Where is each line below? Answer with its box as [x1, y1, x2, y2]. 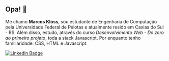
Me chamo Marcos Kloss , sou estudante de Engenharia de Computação [5, 18, 157, 24]
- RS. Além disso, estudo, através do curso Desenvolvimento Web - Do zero [5, 29, 164, 36]
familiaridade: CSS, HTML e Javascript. [5, 40, 88, 46]
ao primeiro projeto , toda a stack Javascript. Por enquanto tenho [5, 35, 141, 41]
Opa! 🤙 [5, 5, 27, 14]
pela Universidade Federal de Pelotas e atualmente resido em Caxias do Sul [5, 24, 164, 30]
